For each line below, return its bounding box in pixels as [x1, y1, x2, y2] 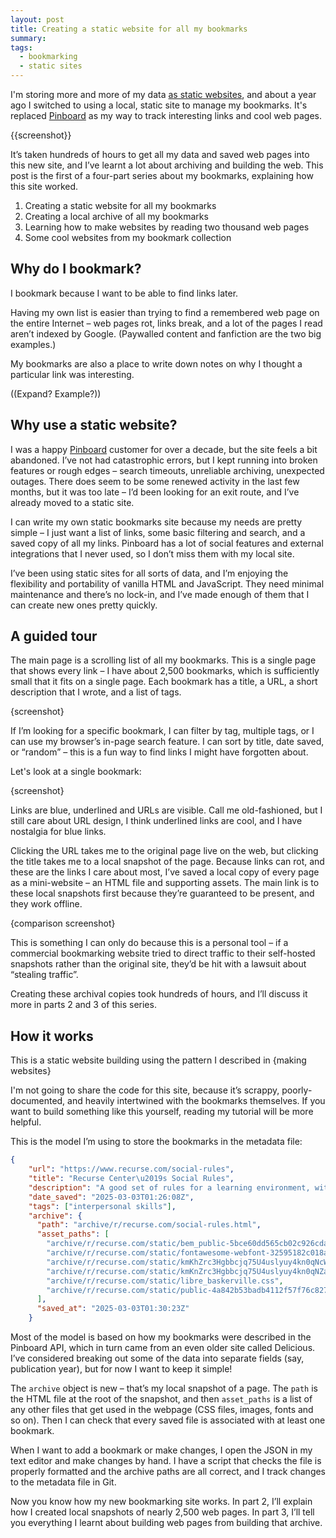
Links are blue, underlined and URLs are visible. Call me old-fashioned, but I [10, 804, 323, 816]
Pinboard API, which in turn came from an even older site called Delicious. [10, 1342, 316, 1353]
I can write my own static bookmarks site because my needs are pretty [10, 516, 303, 528]
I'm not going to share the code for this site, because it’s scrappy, [10, 1084, 280, 1096]
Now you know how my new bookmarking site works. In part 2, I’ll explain [10, 1496, 313, 1507]
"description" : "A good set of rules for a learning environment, [28, 1182, 311, 1193]
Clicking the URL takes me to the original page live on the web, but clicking [10, 845, 319, 857]
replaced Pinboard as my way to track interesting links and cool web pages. [10, 110, 322, 121]
